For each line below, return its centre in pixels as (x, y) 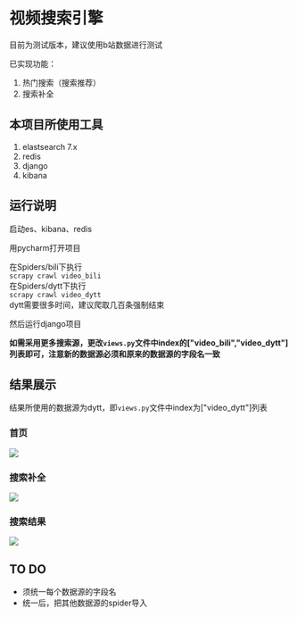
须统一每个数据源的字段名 (69, 592)
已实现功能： (33, 63)
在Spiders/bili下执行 (46, 267)
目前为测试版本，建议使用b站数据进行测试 (86, 45)
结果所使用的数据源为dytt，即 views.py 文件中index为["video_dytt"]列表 (138, 408)
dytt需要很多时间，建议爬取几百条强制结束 (87, 304)
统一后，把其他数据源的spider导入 (85, 603)
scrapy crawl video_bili (55, 276)
